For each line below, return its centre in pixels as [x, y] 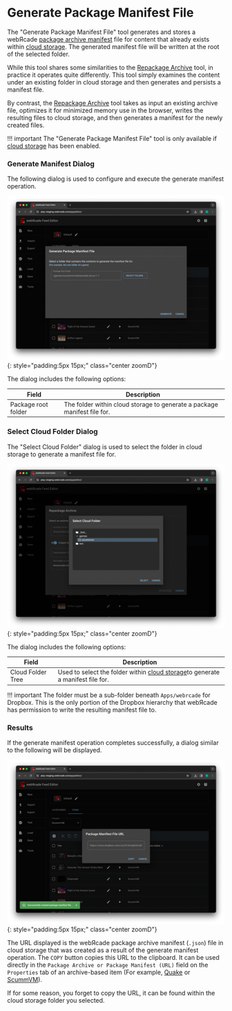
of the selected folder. [39, 54]
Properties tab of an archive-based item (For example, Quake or [99, 972]
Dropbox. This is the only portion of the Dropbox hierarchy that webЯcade [112, 702]
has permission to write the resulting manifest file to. [82, 710]
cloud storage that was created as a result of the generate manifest [103, 950]
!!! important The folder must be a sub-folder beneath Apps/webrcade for [109, 695]
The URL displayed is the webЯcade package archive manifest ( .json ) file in [115, 943]
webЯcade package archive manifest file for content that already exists [108, 39]
